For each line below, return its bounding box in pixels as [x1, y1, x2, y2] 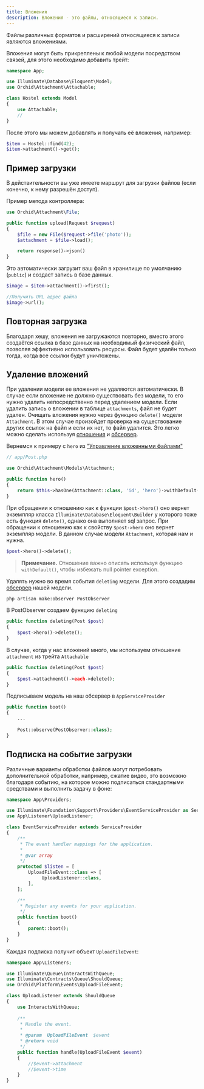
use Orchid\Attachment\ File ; [6, 209, 80, 216]
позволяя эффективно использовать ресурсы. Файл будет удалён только [6, 345, 196, 352]
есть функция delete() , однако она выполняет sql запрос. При [6, 517, 169, 524]
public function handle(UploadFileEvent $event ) [17, 1049, 143, 1055]
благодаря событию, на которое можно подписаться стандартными [6, 778, 184, 786]
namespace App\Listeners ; [6, 960, 72, 966]
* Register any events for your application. [19, 903, 137, 909]
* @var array [19, 852, 53, 859]
